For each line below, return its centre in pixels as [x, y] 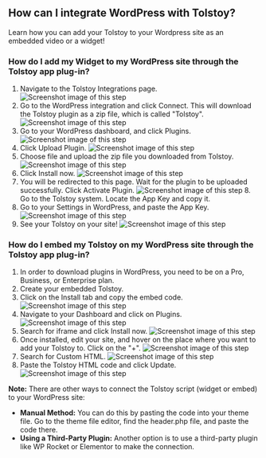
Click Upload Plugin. [53, 148]
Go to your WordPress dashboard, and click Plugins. [105, 131]
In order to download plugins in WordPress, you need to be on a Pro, [132, 272]
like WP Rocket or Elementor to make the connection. [107, 447]
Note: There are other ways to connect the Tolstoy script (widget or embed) [133, 389]
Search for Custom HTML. [63, 357]
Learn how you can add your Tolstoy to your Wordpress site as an [116, 32]
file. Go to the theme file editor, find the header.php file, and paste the [134, 421]
